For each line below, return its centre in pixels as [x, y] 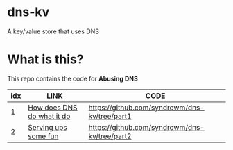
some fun [43, 136]
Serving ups [47, 127]
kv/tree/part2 [110, 136]
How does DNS [52, 107]
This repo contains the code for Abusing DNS [73, 78]
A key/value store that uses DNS [53, 31]
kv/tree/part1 [110, 116]
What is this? [46, 59]
